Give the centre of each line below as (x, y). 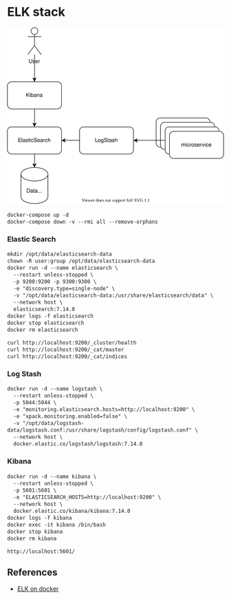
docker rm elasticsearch (43, 330)
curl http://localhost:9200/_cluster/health (72, 343)
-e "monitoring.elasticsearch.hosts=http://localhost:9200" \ (104, 410)
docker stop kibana (35, 532)
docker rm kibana (32, 538)
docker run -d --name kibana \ (52, 476)
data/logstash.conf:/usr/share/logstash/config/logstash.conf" (100, 430)
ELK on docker (38, 589)
